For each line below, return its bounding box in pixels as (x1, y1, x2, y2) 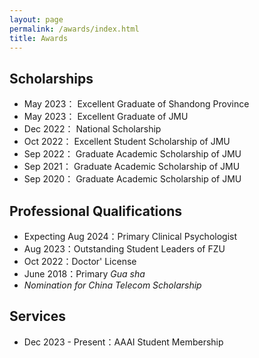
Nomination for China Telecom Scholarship (23, 279, 202, 291)
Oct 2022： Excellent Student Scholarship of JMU (23, 136, 231, 148)
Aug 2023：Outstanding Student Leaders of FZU (23, 243, 226, 255)
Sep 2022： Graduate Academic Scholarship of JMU (23, 148, 242, 160)
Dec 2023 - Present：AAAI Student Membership (23, 336, 224, 348)
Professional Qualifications (9, 202, 182, 220)
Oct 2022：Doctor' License (23, 256, 137, 267)
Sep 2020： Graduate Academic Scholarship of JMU (23, 173, 242, 185)
